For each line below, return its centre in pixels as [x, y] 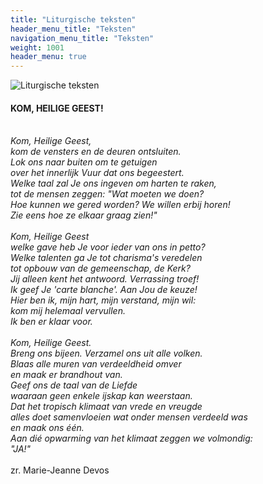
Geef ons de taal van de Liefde [74, 385]
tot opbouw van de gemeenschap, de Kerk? [100, 268]
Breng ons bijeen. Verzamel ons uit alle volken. [106, 353]
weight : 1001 [37, 47]
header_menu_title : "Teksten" [73, 29]
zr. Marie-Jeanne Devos [60, 470]
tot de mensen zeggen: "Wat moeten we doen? [107, 194]
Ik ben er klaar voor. [51, 322]
